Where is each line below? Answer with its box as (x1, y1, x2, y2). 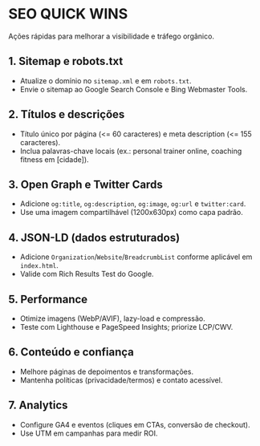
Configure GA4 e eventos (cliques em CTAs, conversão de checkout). (19, 420, 250, 429)
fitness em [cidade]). (19, 154, 90, 164)
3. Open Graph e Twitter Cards (8, 177, 163, 191)
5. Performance (8, 292, 88, 306)
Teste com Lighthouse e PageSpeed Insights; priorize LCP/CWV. (19, 322, 234, 331)
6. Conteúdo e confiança (8, 346, 135, 359)
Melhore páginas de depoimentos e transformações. (19, 367, 194, 376)
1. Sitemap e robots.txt (8, 55, 124, 68)
